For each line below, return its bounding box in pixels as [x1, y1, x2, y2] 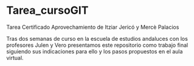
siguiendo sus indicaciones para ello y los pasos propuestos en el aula [6, 47, 183, 55]
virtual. [6, 54, 24, 61]
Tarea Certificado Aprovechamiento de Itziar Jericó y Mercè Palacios [6, 23, 179, 31]
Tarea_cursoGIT [6, 4, 89, 17]
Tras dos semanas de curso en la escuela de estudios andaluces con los [6, 35, 189, 42]
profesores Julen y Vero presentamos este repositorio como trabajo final [6, 41, 189, 49]
